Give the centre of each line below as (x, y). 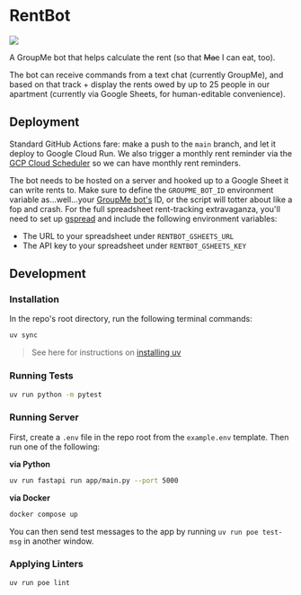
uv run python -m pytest (56, 395)
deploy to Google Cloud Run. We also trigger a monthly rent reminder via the (151, 153)
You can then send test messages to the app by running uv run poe (134, 531)
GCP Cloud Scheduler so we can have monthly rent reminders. (125, 163)
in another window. (59, 541)
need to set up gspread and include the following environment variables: (143, 218)
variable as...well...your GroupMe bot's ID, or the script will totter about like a (151, 200)
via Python (30, 464)
